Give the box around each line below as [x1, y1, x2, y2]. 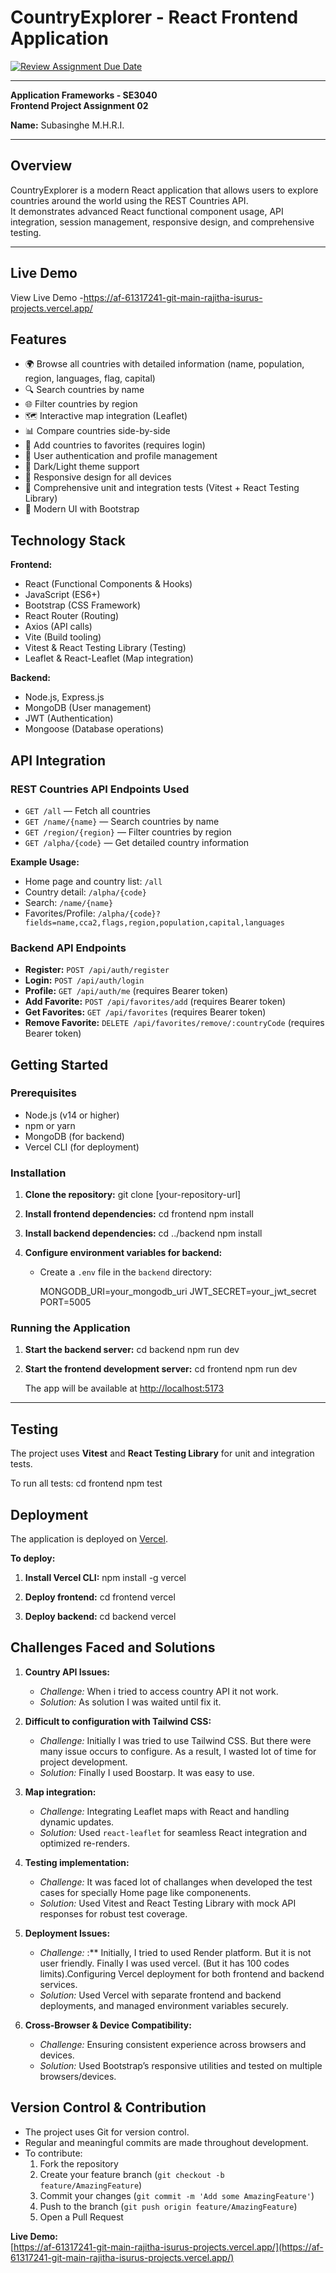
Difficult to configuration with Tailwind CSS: [24, 1715, 212, 1727]
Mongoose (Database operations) [24, 723, 165, 735]
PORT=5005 [39, 1296, 92, 1308]
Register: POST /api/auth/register [24, 964, 170, 976]
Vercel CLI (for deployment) [24, 1141, 140, 1153]
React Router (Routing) [24, 610, 120, 622]
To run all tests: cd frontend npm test [10, 1477, 163, 1490]
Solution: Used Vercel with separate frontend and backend [39, 1989, 282, 2001]
